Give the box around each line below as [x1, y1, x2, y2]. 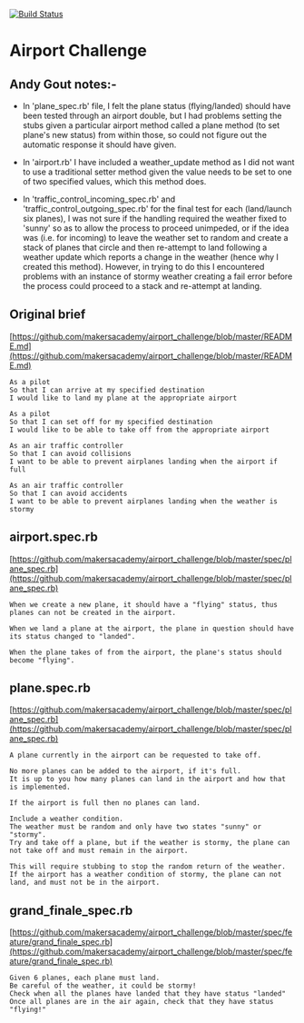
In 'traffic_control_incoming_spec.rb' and [22, 194, 175, 204]
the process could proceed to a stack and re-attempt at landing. [22, 281, 262, 291]
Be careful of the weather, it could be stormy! [9, 981, 197, 990]
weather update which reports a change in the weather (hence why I [22, 252, 279, 263]
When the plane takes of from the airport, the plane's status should [9, 648, 282, 657]
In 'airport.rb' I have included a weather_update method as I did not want [22, 157, 295, 167]
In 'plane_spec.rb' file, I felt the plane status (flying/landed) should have [22, 101, 291, 111]
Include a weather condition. [9, 814, 124, 824]
